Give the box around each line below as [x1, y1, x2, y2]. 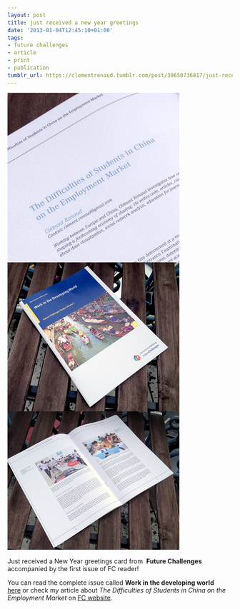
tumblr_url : [7, 71, 43, 79]
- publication [7, 64, 50, 71]
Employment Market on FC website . [7, 593, 113, 602]
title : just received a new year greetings [7, 19, 139, 26]
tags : [7, 34, 24, 41]
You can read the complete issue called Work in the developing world [7, 578, 214, 587]
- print [7, 57, 31, 64]
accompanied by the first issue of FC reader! [7, 564, 139, 573]
